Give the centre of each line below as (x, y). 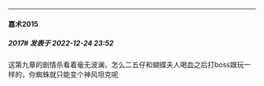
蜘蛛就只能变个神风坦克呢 (77, 74)
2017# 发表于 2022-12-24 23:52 (61, 43)
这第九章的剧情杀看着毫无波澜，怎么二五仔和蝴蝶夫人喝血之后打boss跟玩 (126, 64)
